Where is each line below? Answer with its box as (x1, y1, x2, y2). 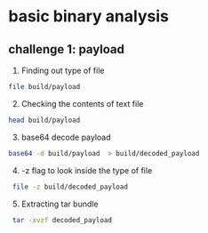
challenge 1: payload (8, 42, 125, 57)
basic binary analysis (8, 6, 170, 27)
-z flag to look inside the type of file (20, 165, 153, 175)
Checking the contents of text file (20, 98, 144, 108)
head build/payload (8, 116, 81, 125)
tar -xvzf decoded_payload (12, 215, 113, 224)
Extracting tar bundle (20, 198, 99, 209)
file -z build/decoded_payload (12, 182, 128, 191)
